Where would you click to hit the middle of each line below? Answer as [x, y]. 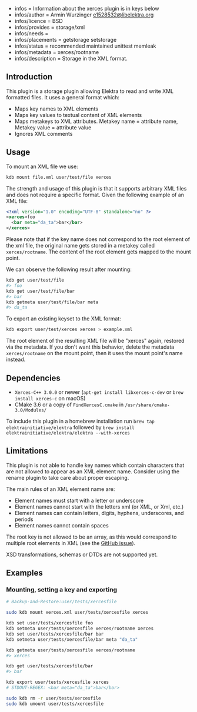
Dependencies [33, 378]
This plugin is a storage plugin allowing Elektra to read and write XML [90, 91]
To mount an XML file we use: [42, 166]
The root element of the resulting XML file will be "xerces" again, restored [95, 341]
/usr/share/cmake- [147, 405]
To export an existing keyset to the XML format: [64, 319]
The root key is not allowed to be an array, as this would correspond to [92, 537]
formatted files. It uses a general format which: [63, 97]
